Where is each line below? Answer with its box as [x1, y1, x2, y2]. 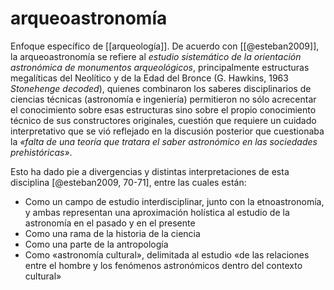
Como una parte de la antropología [24, 238, 169, 250]
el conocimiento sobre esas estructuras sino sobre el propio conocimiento [10, 103, 317, 116]
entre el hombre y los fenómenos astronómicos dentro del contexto [24, 259, 303, 271]
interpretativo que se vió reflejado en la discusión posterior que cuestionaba [10, 125, 325, 137]
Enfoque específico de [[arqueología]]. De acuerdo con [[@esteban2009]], [10, 40, 320, 52]
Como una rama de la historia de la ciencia [24, 227, 201, 239]
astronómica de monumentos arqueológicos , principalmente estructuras [10, 61, 310, 73]
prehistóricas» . [10, 146, 73, 158]
